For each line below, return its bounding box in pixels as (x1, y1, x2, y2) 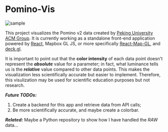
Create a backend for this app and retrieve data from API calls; (12, 101, 141, 107)
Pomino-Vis (5, 4, 55, 15)
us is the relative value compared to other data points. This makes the (5, 66, 150, 72)
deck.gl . (5, 46, 22, 52)
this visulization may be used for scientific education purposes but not (5, 77, 150, 83)
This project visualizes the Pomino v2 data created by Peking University (5, 30, 153, 36)
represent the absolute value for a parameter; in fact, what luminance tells (5, 61, 158, 67)
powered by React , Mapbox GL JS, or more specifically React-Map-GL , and (5, 40, 161, 46)
